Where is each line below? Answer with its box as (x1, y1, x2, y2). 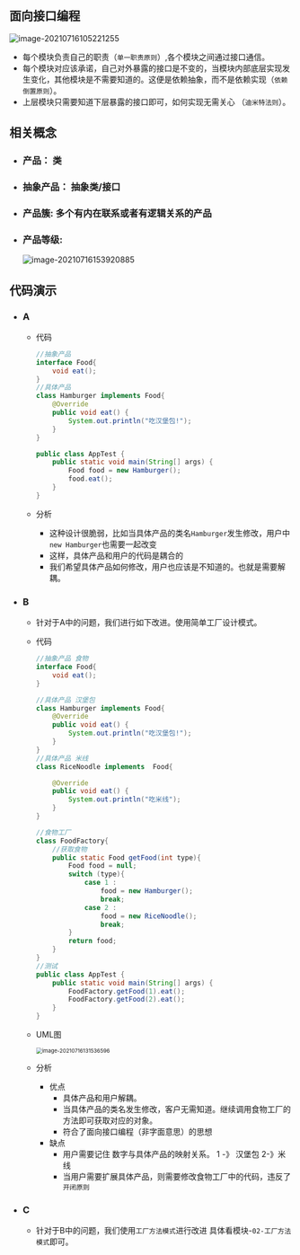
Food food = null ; (67, 862, 137, 871)
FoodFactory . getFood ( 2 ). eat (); (67, 995, 186, 1004)
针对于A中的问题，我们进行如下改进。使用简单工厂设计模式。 (35, 617, 262, 628)
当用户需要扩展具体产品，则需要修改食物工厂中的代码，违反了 (62, 1171, 292, 1181)
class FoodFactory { (35, 836, 110, 845)
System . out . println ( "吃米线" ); (67, 795, 181, 804)
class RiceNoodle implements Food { (35, 762, 173, 771)
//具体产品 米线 (35, 754, 89, 763)
